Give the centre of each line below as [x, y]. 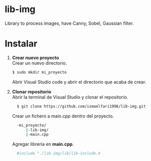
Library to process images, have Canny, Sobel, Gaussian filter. [69, 23]
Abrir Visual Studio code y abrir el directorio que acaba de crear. [79, 82]
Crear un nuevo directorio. [39, 63]
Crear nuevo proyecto [35, 58]
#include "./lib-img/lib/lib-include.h [59, 153]
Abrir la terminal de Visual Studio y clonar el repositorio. [70, 97]
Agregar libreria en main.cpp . [43, 144]
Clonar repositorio [32, 91]
